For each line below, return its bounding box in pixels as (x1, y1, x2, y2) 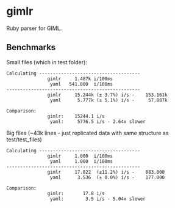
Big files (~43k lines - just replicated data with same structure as (6, 129, 169, 136)
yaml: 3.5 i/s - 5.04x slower (49, 196, 146, 202)
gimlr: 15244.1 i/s (47, 113, 105, 119)
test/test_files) (6, 136, 43, 143)
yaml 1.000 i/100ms (49, 158, 113, 165)
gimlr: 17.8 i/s (47, 190, 105, 196)
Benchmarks (6, 42, 56, 53)
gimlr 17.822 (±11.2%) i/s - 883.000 (47, 169, 165, 175)
